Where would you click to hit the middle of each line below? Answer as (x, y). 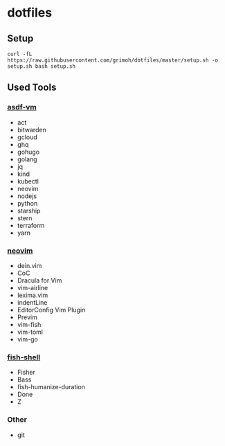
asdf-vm (22, 107)
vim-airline (33, 287)
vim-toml (30, 332)
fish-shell (24, 357)
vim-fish (29, 324)
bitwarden (31, 130)
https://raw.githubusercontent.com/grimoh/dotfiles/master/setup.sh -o (112, 60)
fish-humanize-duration (51, 387)
